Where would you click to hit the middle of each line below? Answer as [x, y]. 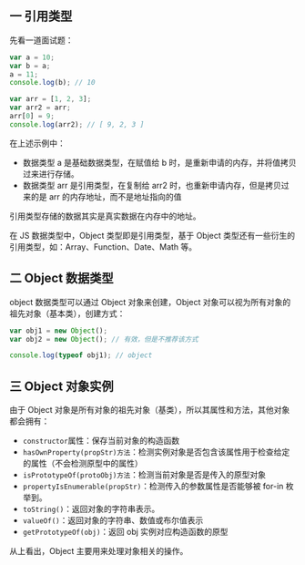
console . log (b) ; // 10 [52, 83]
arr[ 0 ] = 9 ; [32, 117]
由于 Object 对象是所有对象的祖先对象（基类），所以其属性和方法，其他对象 [150, 410]
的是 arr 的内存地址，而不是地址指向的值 [106, 196]
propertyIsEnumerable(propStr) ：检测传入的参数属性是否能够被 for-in [153, 487]
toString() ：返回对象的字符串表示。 [91, 509]
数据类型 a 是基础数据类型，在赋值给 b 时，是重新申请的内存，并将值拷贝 [159, 162]
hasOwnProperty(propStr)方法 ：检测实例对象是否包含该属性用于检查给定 [156, 452]
